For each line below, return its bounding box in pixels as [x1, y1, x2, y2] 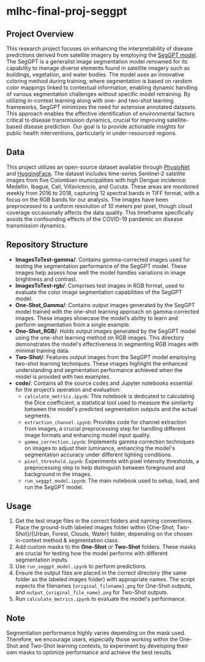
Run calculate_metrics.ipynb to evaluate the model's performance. [15, 595, 187, 603]
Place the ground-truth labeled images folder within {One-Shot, [15, 524, 176, 531]
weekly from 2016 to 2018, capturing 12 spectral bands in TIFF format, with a [6, 189, 199, 196]
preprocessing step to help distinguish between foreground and [24, 464, 185, 471]
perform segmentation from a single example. [15, 321, 131, 328]
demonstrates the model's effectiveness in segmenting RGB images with [15, 340, 199, 348]
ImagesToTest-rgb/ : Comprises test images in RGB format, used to [15, 281, 185, 289]
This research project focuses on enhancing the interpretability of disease [6, 45, 193, 52]
